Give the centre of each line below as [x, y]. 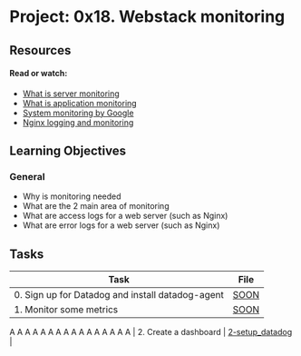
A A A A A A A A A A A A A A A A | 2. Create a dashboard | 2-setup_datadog [151, 332]
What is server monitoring [71, 94]
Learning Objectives [68, 151]
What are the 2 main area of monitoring [96, 206]
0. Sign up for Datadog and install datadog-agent [119, 295]
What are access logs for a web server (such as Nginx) [125, 216]
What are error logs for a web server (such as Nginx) [121, 225]
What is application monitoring [80, 103]
